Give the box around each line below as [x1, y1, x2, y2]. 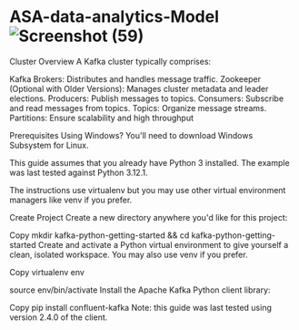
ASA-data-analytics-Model [9, 6, 220, 27]
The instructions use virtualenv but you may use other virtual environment [9, 184, 286, 195]
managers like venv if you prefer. [9, 194, 133, 205]
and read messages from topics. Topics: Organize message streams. [9, 102, 267, 113]
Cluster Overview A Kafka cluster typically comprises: [9, 56, 212, 67]
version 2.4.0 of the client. [9, 312, 108, 323]
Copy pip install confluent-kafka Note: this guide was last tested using [9, 302, 273, 313]
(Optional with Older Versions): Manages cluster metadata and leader [9, 83, 269, 94]
